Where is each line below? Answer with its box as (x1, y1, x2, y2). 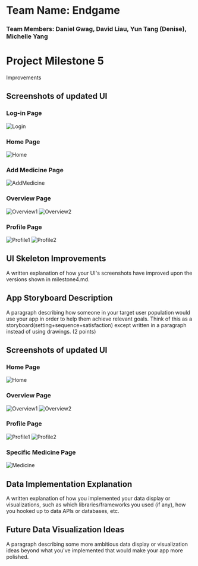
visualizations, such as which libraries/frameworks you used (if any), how (6, 501, 186, 508)
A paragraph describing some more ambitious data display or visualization (6, 540, 188, 548)
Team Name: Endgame (6, 4, 120, 17)
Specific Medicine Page (6, 448, 76, 456)
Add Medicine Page (6, 166, 64, 174)
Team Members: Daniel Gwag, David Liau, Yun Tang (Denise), (6, 25, 187, 33)
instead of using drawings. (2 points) (6, 328, 96, 335)
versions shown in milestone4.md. (6, 275, 90, 283)
